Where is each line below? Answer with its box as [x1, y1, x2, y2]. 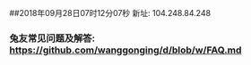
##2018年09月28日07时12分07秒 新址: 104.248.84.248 [9, 8, 212, 18]
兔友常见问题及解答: [9, 32, 96, 45]
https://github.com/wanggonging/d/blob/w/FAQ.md [9, 44, 242, 56]
